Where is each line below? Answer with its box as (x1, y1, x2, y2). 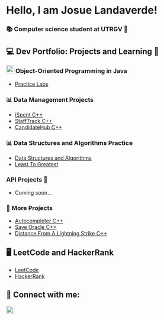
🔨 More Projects (6, 203, 53, 212)
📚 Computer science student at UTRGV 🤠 (6, 25, 128, 33)
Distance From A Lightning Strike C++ (14, 230, 108, 237)
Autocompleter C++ (14, 217, 63, 224)
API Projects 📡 (6, 176, 48, 184)
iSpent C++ (14, 111, 43, 118)
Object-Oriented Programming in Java (15, 67, 127, 75)
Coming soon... (14, 189, 52, 196)
